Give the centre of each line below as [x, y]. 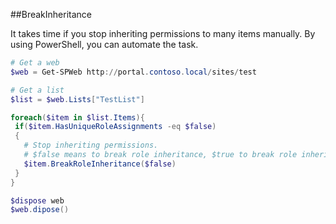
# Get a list [37, 90]
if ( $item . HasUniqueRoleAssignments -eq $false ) [115, 127]
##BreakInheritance [51, 14]
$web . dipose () [40, 210]
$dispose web [37, 200]
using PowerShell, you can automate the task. [104, 44]
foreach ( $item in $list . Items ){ [77, 117]
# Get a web [35, 63]
